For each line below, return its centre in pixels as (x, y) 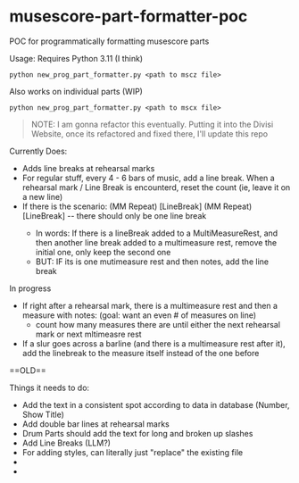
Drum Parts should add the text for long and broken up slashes (137, 433)
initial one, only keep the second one (103, 252)
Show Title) (43, 414)
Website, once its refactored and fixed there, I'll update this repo (149, 133)
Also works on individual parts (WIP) (76, 91)
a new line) (42, 196)
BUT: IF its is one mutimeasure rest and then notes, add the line (152, 262)
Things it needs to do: (50, 387)
